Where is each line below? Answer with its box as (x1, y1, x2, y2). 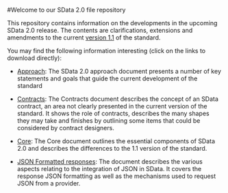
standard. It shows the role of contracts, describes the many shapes (16, 109, 210, 117)
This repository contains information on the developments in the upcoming (7, 19, 218, 27)
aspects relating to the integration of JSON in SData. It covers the (16, 165, 202, 173)
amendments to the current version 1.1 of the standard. (7, 33, 161, 42)
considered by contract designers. (16, 124, 114, 132)
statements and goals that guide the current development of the (16, 74, 198, 83)
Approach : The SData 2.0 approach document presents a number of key (16, 68, 221, 75)
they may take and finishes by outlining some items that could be (16, 117, 201, 125)
